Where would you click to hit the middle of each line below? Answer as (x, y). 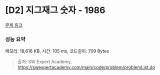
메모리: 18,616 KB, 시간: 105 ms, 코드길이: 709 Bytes (57, 51)
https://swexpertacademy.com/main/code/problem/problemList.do (86, 67)
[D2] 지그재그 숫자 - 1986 (55, 10)
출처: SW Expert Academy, (44, 62)
